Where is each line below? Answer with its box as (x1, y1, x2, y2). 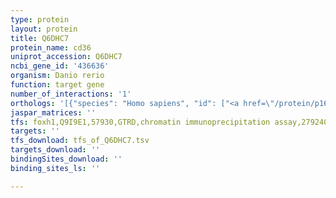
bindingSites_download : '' (10, 154, 123, 164)
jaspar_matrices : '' (10, 107, 97, 118)
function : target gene (10, 80, 105, 90)
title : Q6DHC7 (10, 33, 70, 43)
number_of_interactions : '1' (10, 89, 132, 99)
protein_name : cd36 (10, 42, 92, 53)
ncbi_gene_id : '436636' (10, 61, 110, 71)
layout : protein (10, 24, 78, 34)
